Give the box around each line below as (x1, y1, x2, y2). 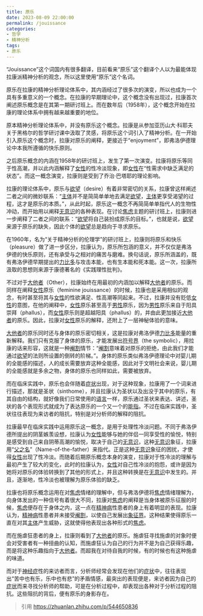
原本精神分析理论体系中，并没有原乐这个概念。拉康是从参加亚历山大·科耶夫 (6, 122, 193, 129)
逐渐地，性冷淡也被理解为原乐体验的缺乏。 (16, 476, 123, 483)
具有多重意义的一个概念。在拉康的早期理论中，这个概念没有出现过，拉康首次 (6, 93, 197, 100)
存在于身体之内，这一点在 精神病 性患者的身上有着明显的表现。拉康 (32, 504, 197, 511)
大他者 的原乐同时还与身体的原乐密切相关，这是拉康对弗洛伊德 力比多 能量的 (6, 329, 192, 336)
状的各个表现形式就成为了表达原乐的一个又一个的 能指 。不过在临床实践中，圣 (6, 403, 197, 410)
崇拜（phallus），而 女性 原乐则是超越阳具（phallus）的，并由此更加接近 (6, 309, 182, 316)
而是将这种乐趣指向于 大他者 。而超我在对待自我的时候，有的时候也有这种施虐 (6, 546, 197, 554)
